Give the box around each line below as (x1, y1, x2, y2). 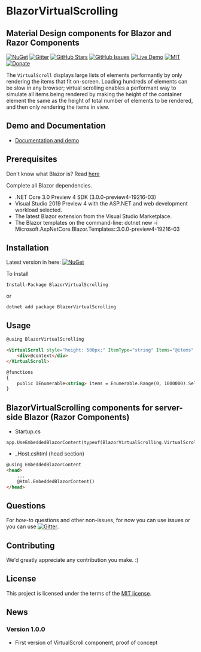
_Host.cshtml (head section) (14, 450, 85, 457)
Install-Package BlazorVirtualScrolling (6, 282, 109, 288)
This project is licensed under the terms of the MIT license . (6, 590, 151, 597)
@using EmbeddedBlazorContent (6, 462, 82, 468)
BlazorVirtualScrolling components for (6, 403, 153, 413)
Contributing (6, 540, 55, 550)
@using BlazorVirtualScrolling (6, 337, 84, 343)
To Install (6, 270, 29, 278)
